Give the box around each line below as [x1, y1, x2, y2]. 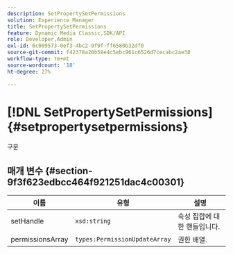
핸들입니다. [186, 222, 221, 232]
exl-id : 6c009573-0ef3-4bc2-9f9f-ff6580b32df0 [7, 42, 144, 49]
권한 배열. [178, 235, 208, 245]
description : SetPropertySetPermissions [7, 10, 126, 17]
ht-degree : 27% [7, 68, 51, 75]
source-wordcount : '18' [7, 62, 76, 69]
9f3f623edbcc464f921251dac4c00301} [7, 176, 185, 188]
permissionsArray [10, 235, 69, 244]
